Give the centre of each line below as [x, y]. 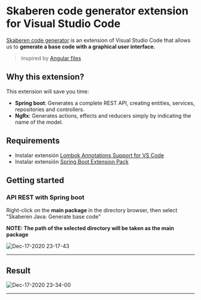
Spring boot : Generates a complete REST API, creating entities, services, [105, 103]
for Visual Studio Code [63, 24]
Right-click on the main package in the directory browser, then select [92, 210]
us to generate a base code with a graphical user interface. [81, 47]
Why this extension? [45, 77]
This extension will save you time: [48, 91]
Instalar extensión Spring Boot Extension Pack [71, 161]
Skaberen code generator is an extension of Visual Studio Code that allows [98, 40]
